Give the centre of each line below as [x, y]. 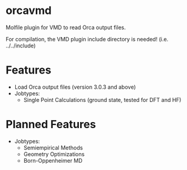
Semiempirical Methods [53, 148]
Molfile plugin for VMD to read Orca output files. [66, 27]
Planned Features [51, 124]
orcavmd [29, 11]
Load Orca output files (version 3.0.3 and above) [75, 87]
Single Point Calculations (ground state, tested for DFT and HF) [102, 100]
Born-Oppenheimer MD [53, 160]
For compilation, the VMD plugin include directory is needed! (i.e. [87, 39]
